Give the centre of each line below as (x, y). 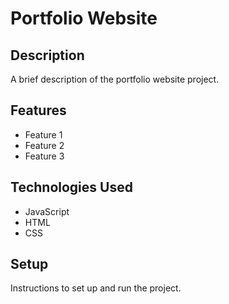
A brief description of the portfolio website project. (115, 79)
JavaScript (47, 211)
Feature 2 (44, 145)
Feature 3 (44, 156)
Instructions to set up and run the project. (96, 288)
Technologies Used (71, 187)
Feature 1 (43, 134)
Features (38, 110)
